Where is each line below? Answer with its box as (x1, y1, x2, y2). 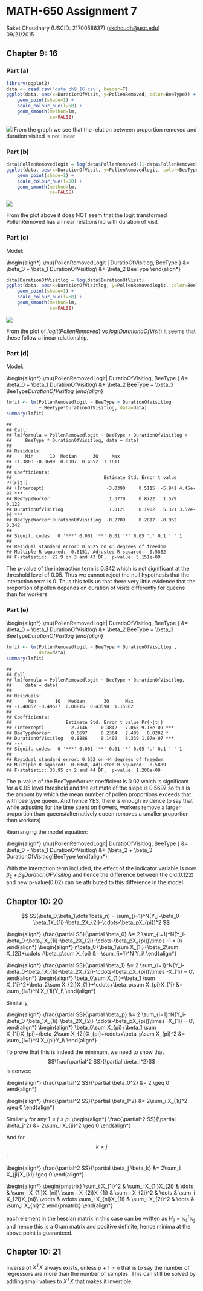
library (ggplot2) (6, 80, 50, 86)
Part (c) (6, 233, 29, 242)
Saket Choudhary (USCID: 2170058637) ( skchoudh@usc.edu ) (6, 24, 160, 32)
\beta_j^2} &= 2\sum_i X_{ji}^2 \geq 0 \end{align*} (6, 1122, 132, 1129)
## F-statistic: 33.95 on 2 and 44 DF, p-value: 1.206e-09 (6, 767, 161, 773)
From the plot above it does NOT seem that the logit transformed (6, 212, 167, 219)
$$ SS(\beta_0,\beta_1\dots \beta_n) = (21, 913, 115, 920)
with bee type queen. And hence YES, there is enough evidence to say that (6, 797, 193, 804)
